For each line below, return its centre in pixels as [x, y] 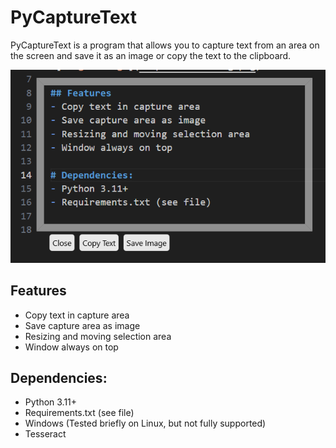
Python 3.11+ [51, 402]
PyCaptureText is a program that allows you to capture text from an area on [165, 45]
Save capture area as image [82, 325]
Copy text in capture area [77, 315]
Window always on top [71, 347]
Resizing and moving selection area [98, 336]
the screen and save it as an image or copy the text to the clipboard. [151, 55]
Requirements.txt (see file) [79, 413]
